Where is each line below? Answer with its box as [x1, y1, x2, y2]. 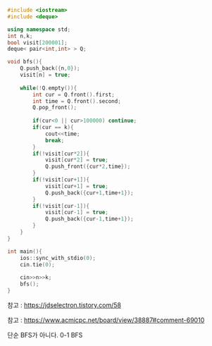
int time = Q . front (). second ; [32, 97, 121, 105]
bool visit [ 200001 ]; [7, 39, 68, 46]
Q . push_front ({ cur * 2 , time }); [44, 163, 131, 171]
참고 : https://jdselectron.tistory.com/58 [7, 300, 122, 309]
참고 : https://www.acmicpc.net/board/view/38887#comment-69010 [7, 316, 205, 324]
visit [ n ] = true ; [20, 71, 71, 78]
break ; [44, 137, 65, 144]
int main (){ [7, 247, 42, 255]
